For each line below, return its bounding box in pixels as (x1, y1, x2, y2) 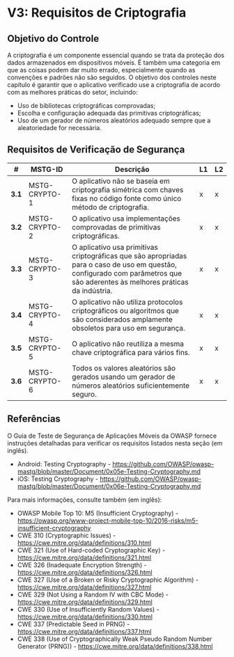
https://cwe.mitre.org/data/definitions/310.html (17, 538, 152, 547)
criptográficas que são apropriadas (72, 251, 187, 260)
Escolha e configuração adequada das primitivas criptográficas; (17, 109, 201, 117)
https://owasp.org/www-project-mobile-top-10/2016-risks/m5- (17, 516, 198, 525)
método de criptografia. (72, 202, 150, 212)
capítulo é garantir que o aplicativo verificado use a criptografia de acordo (7, 81, 221, 88)
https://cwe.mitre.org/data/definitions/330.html (17, 612, 153, 621)
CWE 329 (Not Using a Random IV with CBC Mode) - (17, 590, 169, 599)
